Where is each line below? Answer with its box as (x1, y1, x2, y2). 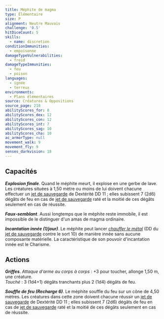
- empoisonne (9, 48, 36, 53)
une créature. (5, 274, 33, 280)
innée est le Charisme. (5, 241, 51, 247)
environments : (5, 90, 34, 95)
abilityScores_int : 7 (5, 122, 50, 127)
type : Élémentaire (5, 12, 43, 17)
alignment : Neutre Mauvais (5, 21, 61, 26)
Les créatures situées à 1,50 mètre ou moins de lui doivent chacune (5, 186, 142, 191)
